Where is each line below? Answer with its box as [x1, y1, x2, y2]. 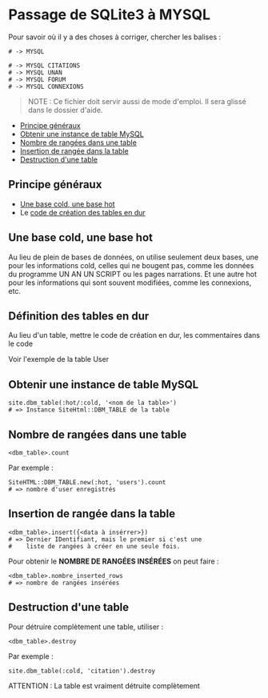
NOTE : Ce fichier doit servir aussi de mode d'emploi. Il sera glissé [27, 96, 246, 106]
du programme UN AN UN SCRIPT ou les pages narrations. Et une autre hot [8, 269, 258, 279]
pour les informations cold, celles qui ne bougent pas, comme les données [8, 260, 254, 270]
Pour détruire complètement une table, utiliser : [8, 622, 164, 632]
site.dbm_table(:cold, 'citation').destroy [8, 667, 156, 675]
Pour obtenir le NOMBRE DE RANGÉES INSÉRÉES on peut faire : [8, 556, 219, 566]
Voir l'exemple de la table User [8, 355, 110, 364]
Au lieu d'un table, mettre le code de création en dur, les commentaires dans [8, 331, 260, 340]
